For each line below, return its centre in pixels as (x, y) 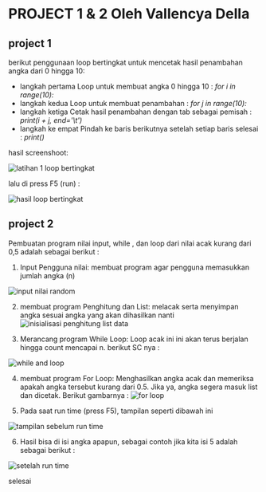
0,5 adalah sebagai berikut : (54, 251)
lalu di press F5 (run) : (44, 183)
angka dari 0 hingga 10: (47, 71)
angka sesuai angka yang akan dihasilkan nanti (97, 315)
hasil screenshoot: (39, 153)
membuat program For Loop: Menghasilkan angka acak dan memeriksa (137, 378)
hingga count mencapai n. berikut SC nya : (90, 347)
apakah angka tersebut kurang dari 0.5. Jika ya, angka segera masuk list (139, 387)
